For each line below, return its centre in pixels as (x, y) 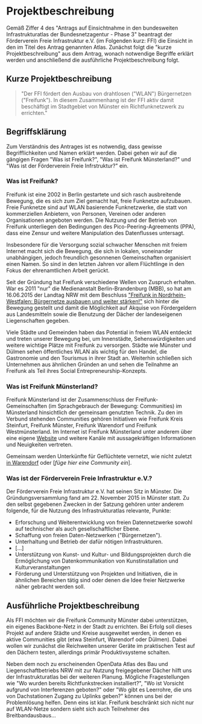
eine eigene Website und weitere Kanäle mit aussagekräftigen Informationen (101, 438)
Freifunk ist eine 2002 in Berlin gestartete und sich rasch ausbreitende (94, 194)
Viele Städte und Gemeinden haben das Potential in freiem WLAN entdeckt (99, 332)
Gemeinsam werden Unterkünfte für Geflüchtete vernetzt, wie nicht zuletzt (99, 456)
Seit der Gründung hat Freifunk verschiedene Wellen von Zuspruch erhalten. (101, 282)
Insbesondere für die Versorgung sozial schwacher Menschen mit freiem (97, 244)
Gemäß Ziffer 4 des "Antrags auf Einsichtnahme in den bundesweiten (92, 28)
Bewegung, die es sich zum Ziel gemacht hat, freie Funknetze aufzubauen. (99, 201)
